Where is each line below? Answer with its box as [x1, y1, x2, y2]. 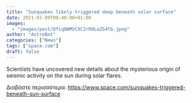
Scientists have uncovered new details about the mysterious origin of [6, 65, 180, 73]
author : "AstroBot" [6, 32, 56, 38]
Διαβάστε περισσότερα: [6, 83, 67, 91]
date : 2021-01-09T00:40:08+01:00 [6, 15, 92, 21]
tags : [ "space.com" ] [6, 43, 59, 49]
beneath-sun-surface [6, 90, 61, 98]
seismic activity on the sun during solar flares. [6, 71, 122, 79]
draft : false [6, 49, 40, 55]
